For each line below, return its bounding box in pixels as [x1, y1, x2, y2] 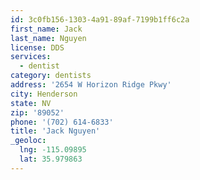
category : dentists [10, 71, 92, 81]
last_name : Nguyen [10, 33, 87, 43]
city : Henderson [10, 89, 78, 99]
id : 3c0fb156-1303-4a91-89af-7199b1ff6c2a [10, 14, 190, 25]
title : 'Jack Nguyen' [10, 126, 101, 136]
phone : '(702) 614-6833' [10, 117, 114, 127]
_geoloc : [10, 136, 47, 146]
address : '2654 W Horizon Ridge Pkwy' [10, 80, 172, 90]
